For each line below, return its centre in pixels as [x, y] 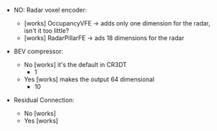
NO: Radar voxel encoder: [50, 10]
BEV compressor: [38, 51]
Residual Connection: [44, 100]
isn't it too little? [46, 31]
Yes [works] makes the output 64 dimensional [89, 79]
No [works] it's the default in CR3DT [75, 64]
